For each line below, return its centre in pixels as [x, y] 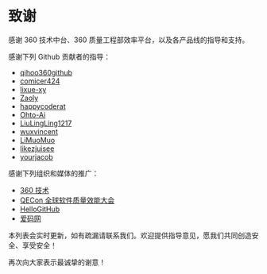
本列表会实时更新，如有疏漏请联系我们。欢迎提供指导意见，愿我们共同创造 [130, 235]
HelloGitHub [40, 209]
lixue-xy [33, 89]
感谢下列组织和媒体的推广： [54, 173]
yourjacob [36, 156]
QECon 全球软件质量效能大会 [67, 200]
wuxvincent [39, 131]
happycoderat [43, 106]
